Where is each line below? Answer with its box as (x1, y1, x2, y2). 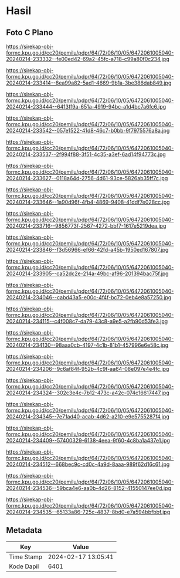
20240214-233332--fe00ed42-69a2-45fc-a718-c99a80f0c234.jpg (6, 56, 170, 62)
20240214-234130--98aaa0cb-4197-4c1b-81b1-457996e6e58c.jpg (6, 342, 169, 349)
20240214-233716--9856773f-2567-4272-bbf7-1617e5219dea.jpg (6, 222, 167, 229)
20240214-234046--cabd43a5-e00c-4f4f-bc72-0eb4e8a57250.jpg (6, 294, 172, 300)
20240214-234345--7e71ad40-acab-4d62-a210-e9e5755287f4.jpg (6, 413, 170, 420)
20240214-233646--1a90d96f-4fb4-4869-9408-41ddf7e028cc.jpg (6, 198, 170, 205)
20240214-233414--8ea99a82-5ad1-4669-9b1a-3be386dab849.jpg (6, 79, 172, 86)
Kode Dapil (9, 562, 39, 570)
